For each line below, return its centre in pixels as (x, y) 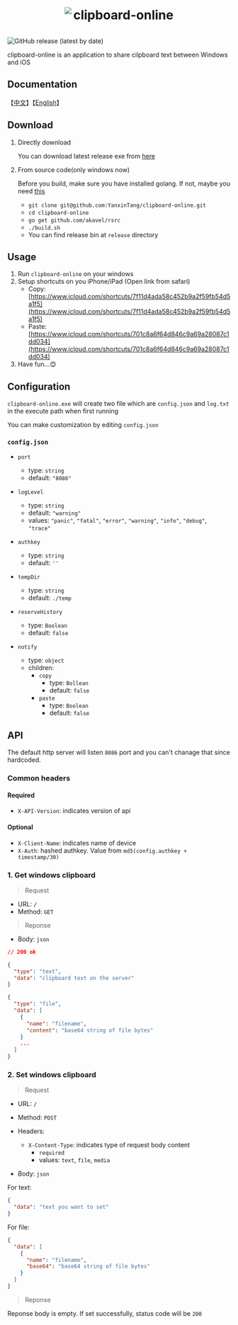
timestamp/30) (38, 857)
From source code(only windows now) (74, 169)
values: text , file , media (74, 1160)
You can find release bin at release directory (93, 234)
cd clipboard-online (58, 212)
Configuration (39, 386)
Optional (20, 827)
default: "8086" (50, 478)
